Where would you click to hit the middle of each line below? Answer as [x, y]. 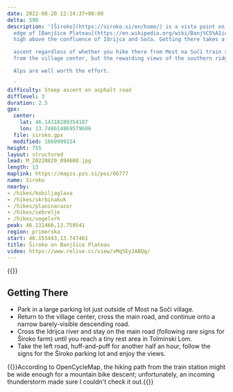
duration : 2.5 [28, 103]
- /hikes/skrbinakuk [37, 199]
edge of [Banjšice [40, 33]
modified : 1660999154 [45, 142]
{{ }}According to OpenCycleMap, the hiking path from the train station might [116, 367]
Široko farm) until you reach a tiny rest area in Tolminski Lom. [105, 339]
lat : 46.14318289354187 [54, 122]
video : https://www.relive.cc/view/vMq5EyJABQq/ [79, 251]
